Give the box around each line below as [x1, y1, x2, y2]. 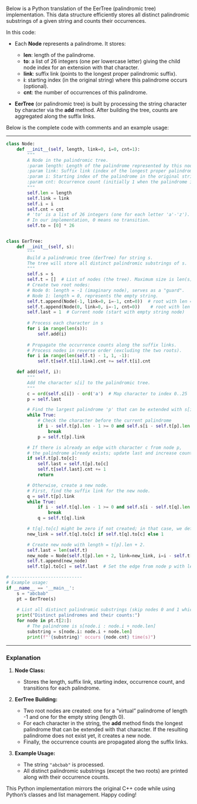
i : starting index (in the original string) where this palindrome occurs [23, 76, 188, 83]
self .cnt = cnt [27, 206, 64, 212]
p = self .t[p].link [37, 434, 85, 440]
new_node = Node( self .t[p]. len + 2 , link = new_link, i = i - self [27, 552, 185, 559]
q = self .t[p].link [27, 493, 75, 499]
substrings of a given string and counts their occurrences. [6, 18, 147, 24]
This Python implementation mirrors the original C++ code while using [6, 785, 176, 792]
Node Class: [14, 667, 46, 674]
